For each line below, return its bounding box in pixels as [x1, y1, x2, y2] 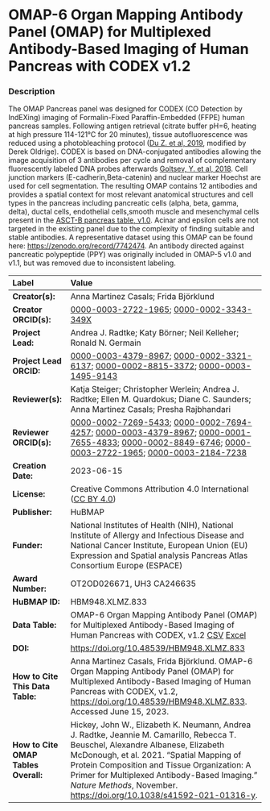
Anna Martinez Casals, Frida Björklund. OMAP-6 [70, 655, 253, 667]
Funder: [12, 540, 43, 551]
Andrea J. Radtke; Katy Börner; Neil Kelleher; [70, 327, 239, 339]
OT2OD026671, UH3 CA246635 [70, 578, 197, 589]
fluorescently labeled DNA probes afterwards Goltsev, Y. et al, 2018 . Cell [8, 164, 248, 174]
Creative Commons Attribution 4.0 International [70, 484, 249, 495]
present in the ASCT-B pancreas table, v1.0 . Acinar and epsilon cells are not [8, 215, 259, 225]
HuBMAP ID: [12, 597, 60, 608]
